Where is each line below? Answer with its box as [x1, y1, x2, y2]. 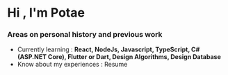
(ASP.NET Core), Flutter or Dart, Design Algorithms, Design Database [17, 53, 221, 61]
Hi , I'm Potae [7, 5, 85, 21]
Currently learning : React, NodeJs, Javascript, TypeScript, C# [17, 45, 200, 53]
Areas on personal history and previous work [7, 30, 163, 40]
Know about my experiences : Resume [17, 60, 128, 69]
